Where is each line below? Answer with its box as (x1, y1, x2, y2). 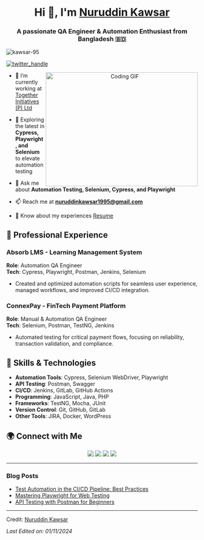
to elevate (15, 155, 41, 162)
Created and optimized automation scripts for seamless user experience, (15, 280, 198, 287)
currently (15, 78, 38, 86)
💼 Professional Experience (6, 230, 108, 240)
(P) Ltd (15, 104, 32, 112)
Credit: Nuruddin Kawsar (6, 516, 69, 523)
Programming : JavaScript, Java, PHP (15, 393, 109, 400)
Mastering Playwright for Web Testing (15, 492, 110, 499)
